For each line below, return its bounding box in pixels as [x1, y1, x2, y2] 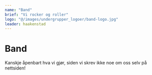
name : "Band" [5, 7, 32, 13]
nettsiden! [5, 65, 26, 71]
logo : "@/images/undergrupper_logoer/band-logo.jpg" [5, 17, 119, 22]
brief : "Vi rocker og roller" [5, 12, 69, 17]
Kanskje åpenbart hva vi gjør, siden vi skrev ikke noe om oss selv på [5, 60, 147, 66]
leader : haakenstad [5, 21, 46, 27]
